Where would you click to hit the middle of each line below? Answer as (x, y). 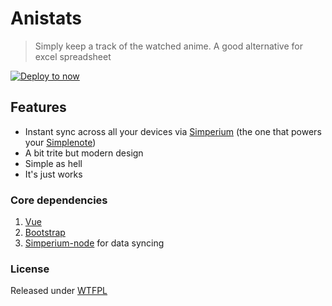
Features (38, 107)
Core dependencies (59, 200)
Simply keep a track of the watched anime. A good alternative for (168, 46)
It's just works (53, 174)
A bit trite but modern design (84, 153)
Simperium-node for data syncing (94, 243)
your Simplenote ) (60, 142)
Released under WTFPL (59, 291)
